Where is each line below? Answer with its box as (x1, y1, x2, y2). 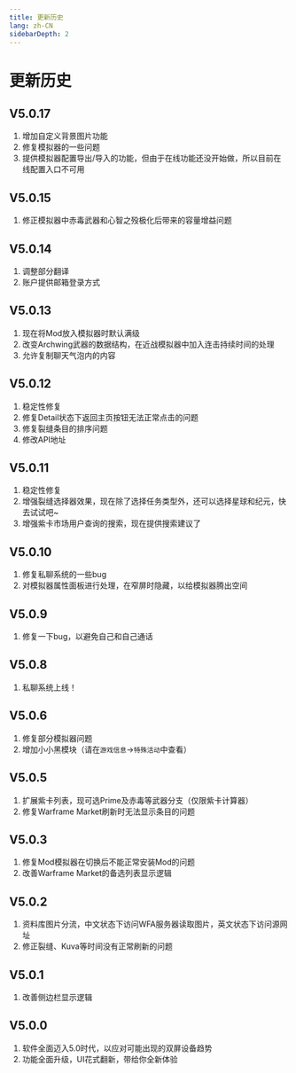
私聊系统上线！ (21, 682, 77, 693)
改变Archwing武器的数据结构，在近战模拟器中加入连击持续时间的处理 (21, 339, 275, 349)
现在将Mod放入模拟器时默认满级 (21, 327, 140, 338)
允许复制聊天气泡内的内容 (21, 349, 116, 360)
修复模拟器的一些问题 (21, 142, 100, 153)
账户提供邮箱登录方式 (21, 277, 100, 287)
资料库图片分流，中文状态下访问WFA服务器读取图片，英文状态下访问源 (21, 919, 281, 929)
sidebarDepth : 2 (9, 29, 69, 38)
